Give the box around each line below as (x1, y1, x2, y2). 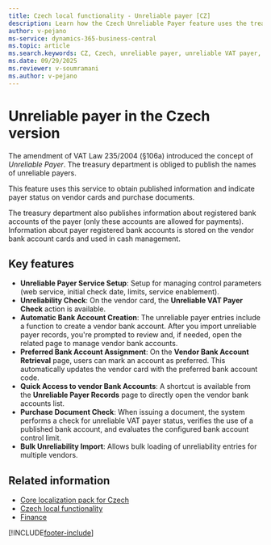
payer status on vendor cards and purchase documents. (8, 192, 195, 202)
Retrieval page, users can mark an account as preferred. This (19, 356, 226, 365)
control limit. (19, 433, 62, 443)
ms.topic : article (8, 42, 70, 50)
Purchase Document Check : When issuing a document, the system (19, 408, 246, 417)
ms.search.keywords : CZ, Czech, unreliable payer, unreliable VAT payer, (8, 49, 262, 57)
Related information (8, 474, 110, 488)
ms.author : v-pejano (8, 72, 78, 80)
